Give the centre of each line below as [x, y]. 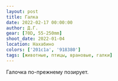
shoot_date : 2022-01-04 [36, 39]
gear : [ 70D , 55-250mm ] [34, 33]
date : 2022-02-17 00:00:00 [39, 22]
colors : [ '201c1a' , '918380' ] [44, 50]
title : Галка [22, 17]
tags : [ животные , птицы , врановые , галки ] [59, 55]
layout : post [22, 11]
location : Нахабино [30, 45]
